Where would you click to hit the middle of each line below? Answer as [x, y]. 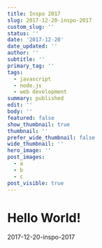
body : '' [20, 111]
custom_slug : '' [31, 27]
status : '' [23, 33]
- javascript [32, 79]
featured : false [31, 118]
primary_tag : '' [31, 66]
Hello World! [44, 218]
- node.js [28, 85]
